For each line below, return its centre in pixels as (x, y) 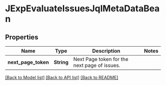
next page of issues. (97, 65)
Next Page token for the (101, 59)
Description (106, 51)
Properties (22, 37)
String (61, 62)
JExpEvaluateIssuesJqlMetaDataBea (82, 9)
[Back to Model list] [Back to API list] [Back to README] (62, 77)
